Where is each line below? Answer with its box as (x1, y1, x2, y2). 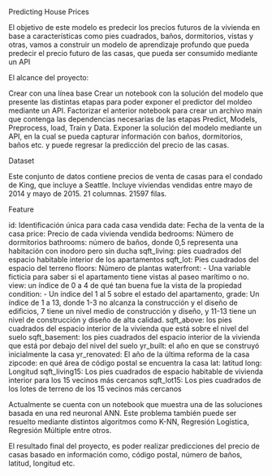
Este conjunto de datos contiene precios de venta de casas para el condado (8, 172, 263, 181)
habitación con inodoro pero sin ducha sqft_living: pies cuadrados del (8, 247, 242, 255)
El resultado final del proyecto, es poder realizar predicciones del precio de (8, 441, 260, 451)
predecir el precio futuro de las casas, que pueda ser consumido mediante (8, 49, 258, 58)
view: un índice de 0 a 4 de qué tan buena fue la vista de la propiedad (8, 281, 242, 290)
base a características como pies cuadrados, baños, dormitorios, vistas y (8, 32, 254, 41)
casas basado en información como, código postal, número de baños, (8, 450, 243, 459)
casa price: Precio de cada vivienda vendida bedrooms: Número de (8, 229, 234, 238)
